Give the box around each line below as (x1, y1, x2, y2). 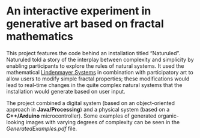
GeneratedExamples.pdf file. (6, 125, 77, 132)
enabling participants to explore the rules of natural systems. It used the (6, 62, 184, 70)
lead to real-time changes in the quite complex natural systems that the (6, 81, 183, 88)
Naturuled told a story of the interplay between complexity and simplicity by (6, 56, 194, 63)
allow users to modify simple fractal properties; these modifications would (6, 75, 190, 82)
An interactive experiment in (6, 4, 151, 18)
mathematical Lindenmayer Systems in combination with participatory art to (6, 68, 193, 76)
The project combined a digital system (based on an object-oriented (6, 99, 175, 106)
